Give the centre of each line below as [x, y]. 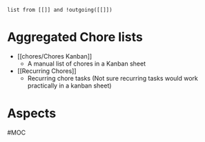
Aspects [32, 113]
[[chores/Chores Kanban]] [55, 56]
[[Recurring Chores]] [47, 71]
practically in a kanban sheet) [69, 85]
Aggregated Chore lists [75, 37]
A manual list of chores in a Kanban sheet [87, 63]
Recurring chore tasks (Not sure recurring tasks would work [113, 78]
